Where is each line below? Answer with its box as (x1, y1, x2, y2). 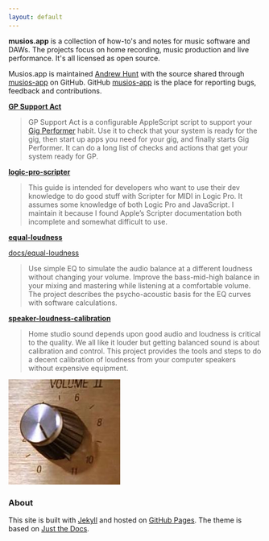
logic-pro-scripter (8, 167, 71, 176)
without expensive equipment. (27, 363, 129, 373)
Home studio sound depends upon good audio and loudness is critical (27, 328, 262, 338)
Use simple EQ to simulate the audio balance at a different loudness (27, 263, 253, 273)
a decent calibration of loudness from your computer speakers (27, 354, 236, 364)
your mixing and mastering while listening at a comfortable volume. (27, 280, 251, 290)
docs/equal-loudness (8, 248, 79, 258)
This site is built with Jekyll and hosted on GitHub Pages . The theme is (8, 515, 242, 525)
